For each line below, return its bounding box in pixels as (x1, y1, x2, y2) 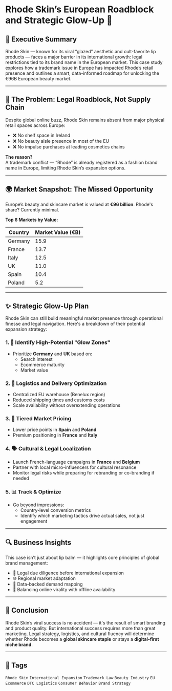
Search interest (20, 356, 53, 362)
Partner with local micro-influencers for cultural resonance (12, 464, 137, 470)
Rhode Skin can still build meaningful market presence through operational (5, 315, 163, 321)
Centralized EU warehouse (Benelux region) (12, 392, 105, 398)
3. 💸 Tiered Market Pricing (5, 415, 72, 422)
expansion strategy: (5, 326, 47, 332)
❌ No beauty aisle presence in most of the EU (12, 138, 110, 144)
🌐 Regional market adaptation (12, 575, 76, 581)
